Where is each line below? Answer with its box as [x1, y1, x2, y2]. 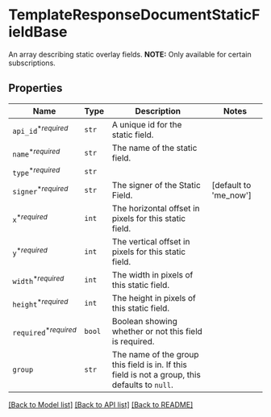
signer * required [12, 184, 69, 197]
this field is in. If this [111, 359, 187, 370]
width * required [12, 273, 65, 286]
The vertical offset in [111, 236, 190, 248]
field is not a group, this [111, 369, 202, 381]
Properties [8, 81, 63, 95]
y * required [12, 245, 48, 258]
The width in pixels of [111, 269, 194, 281]
